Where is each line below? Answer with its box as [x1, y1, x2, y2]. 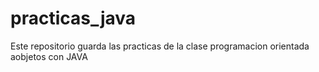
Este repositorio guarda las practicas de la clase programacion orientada [10, 40, 310, 52]
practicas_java [10, 7, 137, 30]
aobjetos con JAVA [10, 50, 88, 62]
